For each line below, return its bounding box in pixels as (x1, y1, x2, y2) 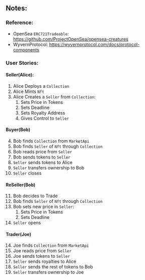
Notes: (6, 4, 27, 13)
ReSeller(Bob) (6, 182, 36, 188)
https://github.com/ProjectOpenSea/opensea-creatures (13, 36, 129, 42)
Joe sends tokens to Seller (13, 253, 70, 259)
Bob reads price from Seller (13, 149, 72, 155)
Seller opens (13, 219, 41, 226)
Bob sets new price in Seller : (13, 204, 75, 210)
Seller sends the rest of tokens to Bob (13, 264, 93, 270)
